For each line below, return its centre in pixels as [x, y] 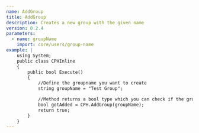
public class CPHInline [46, 61]
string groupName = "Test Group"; [80, 89]
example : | [20, 50]
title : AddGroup [26, 17]
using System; [34, 56]
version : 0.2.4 [25, 28]
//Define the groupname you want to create [92, 83]
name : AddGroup [25, 12]
